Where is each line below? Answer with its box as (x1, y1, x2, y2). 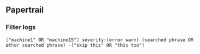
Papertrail (5, 5, 44, 15)
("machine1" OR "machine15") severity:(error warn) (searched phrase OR (5, 36, 194, 43)
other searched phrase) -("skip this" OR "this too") (5, 42, 145, 48)
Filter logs (5, 23, 36, 32)
